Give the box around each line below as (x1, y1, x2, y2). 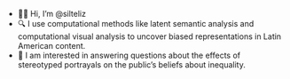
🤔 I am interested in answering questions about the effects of (17, 50, 241, 60)
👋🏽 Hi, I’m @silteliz (17, 9, 87, 19)
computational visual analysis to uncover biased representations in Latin (17, 31, 282, 42)
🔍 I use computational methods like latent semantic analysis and (17, 19, 255, 28)
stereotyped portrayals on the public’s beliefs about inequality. (17, 59, 246, 70)
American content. (17, 41, 86, 51)
